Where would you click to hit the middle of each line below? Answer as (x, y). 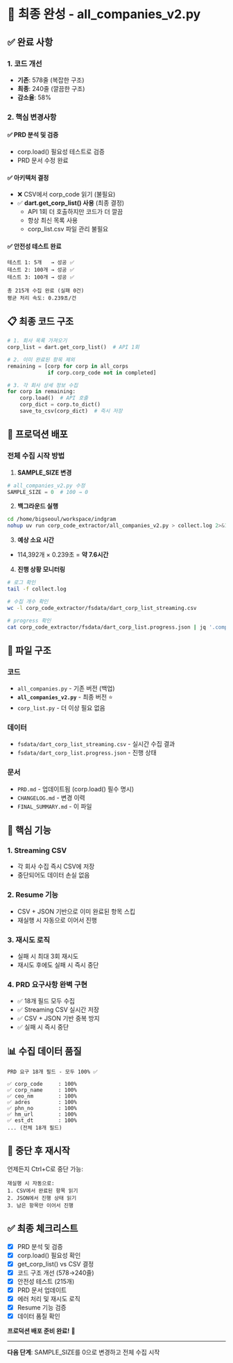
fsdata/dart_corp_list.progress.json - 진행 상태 (87, 753)
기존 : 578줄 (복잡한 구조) (51, 80)
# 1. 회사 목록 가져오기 (37, 341)
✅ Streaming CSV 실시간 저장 (58, 1010)
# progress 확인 (29, 620)
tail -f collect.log (37, 589)
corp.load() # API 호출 (54, 398)
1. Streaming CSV (37, 850)
